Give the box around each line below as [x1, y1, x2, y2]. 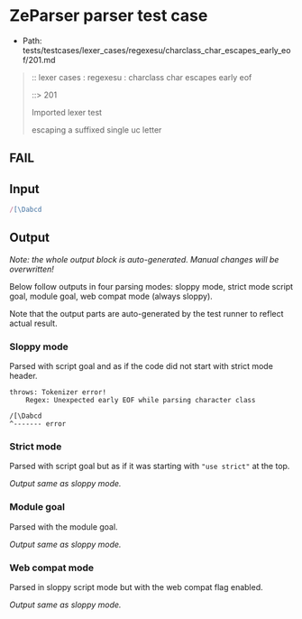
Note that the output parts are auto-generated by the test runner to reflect [9, 308, 284, 319]
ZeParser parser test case [9, 5, 208, 26]
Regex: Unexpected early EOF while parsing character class [25, 396, 256, 405]
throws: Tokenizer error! [9, 388, 106, 397]
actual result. [9, 318, 58, 328]
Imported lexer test [31, 106, 102, 117]
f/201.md [22, 54, 56, 65]
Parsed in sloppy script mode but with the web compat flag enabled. [9, 582, 263, 593]
